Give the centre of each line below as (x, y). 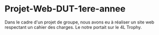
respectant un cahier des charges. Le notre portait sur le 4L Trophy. (73, 27)
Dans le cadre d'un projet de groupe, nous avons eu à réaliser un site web (79, 22)
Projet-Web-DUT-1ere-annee (65, 9)
